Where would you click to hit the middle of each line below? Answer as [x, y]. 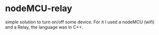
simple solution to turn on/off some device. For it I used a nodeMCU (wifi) [80, 22]
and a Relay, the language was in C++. [44, 27]
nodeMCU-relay [39, 9]
